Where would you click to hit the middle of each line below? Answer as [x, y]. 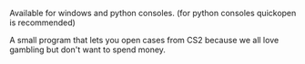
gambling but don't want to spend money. [88, 50]
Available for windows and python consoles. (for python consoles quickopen [153, 13]
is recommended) [42, 23]
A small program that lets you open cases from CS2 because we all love [144, 40]
